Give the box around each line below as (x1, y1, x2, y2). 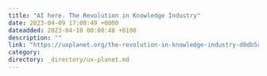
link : (8, 41, 26, 49)
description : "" (8, 33, 62, 42)
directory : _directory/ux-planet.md (8, 56, 130, 64)
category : (8, 48, 41, 56)
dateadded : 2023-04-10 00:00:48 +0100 (8, 26, 137, 34)
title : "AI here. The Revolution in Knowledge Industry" (8, 11, 201, 20)
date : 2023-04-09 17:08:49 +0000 (8, 19, 119, 27)
